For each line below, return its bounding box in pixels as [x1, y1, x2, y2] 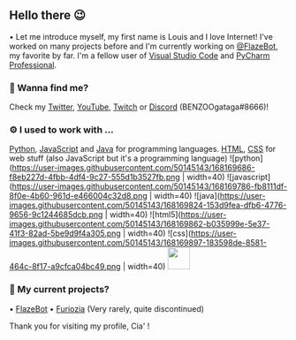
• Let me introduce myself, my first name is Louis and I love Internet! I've [9, 31, 274, 42]
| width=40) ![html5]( [104, 209, 181, 220]
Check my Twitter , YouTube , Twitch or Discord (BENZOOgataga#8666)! [9, 102, 269, 112]
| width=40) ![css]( [122, 228, 192, 238]
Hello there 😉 [9, 8, 87, 23]
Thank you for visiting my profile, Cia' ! [9, 321, 150, 331]
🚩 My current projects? [9, 283, 110, 296]
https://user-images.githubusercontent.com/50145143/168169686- [11, 162, 255, 173]
